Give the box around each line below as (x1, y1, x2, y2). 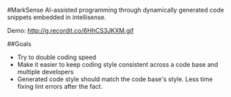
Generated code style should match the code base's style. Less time (17, 75, 213, 83)
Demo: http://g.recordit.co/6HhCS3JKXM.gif (7, 27, 134, 34)
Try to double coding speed (17, 53, 97, 61)
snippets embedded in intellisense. (7, 13, 107, 21)
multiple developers (17, 68, 74, 76)
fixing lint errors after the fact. (17, 83, 103, 90)
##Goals (7, 40, 32, 47)
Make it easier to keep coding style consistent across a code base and (17, 61, 219, 68)
